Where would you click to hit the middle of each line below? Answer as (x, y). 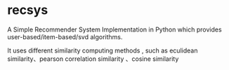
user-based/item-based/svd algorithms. (65, 36)
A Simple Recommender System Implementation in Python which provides (115, 29)
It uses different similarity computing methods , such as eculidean (103, 50)
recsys (28, 10)
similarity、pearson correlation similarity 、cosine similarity (93, 59)
